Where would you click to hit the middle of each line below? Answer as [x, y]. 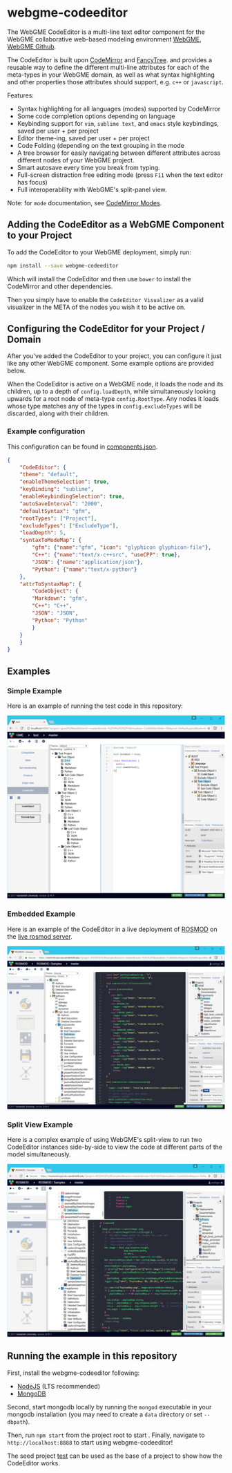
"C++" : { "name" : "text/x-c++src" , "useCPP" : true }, [106, 555]
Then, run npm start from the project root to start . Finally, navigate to [106, 1435]
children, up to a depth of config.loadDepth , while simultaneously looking [112, 391]
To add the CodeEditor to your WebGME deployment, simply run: [99, 252]
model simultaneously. [39, 1154]
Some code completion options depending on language [96, 116]
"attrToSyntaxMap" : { [50, 584]
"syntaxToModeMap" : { [50, 541]
